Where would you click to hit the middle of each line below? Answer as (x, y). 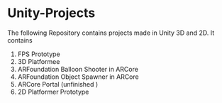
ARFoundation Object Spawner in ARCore (78, 77)
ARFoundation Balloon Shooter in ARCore (78, 69)
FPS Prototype (39, 54)
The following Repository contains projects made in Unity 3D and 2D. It (111, 33)
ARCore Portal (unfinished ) (58, 84)
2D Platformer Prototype (53, 92)
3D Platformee (39, 61)
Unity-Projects (51, 13)
